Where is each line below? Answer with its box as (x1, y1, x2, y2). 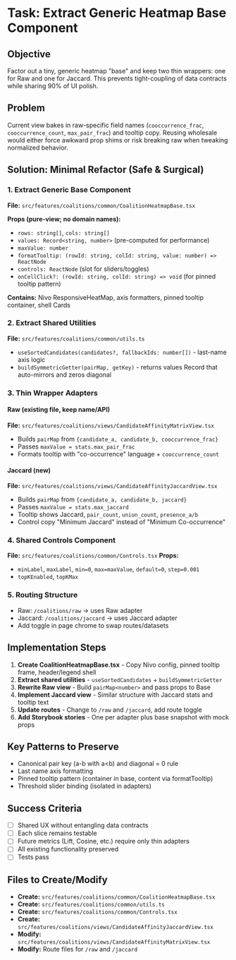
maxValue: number (17, 245, 69, 252)
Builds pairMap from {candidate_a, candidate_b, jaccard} (17, 495, 187, 504)
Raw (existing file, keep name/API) (7, 406, 111, 414)
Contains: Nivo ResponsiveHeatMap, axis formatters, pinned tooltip (7, 293, 204, 301)
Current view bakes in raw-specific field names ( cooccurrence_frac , (7, 121, 204, 129)
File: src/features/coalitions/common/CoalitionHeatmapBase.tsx (7, 201, 196, 209)
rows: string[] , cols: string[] (17, 228, 111, 237)
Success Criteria (7, 802, 82, 814)
